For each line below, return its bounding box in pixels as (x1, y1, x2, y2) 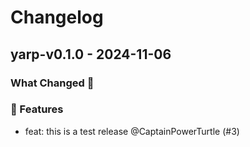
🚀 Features (10, 102, 64, 116)
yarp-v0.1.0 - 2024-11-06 (10, 46, 172, 63)
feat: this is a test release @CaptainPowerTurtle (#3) (24, 125, 240, 137)
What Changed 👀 (10, 76, 95, 90)
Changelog (10, 6, 104, 29)
